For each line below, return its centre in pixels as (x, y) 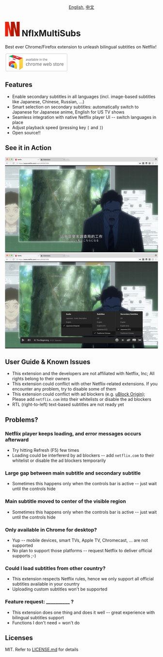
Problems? (22, 419)
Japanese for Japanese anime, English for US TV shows (68, 112)
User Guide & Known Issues (48, 362)
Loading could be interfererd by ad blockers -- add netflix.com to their (83, 456)
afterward (17, 440)
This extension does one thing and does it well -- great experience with (83, 612)
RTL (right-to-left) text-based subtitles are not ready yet (68, 405)
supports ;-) (24, 556)
